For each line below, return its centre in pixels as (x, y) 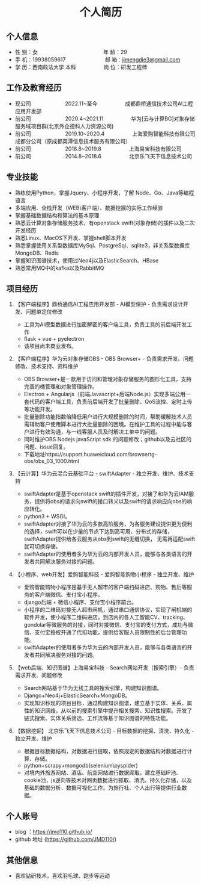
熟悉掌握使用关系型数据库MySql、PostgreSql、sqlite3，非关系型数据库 (102, 245)
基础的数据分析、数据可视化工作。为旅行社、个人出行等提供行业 (103, 788)
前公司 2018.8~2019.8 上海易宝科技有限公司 (98, 149)
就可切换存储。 (42, 547)
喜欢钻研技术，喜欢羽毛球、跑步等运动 (62, 876)
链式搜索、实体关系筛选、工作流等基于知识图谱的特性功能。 (97, 718)
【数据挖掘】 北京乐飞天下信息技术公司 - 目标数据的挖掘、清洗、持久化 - (104, 731)
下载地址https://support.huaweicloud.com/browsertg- (90, 455)
